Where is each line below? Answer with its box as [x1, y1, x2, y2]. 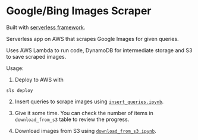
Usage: [6, 64, 24, 72]
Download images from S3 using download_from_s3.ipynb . [14, 127, 156, 134]
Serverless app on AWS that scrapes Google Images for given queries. [6, 35, 180, 42]
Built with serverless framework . [6, 24, 86, 31]
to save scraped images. [6, 53, 67, 60]
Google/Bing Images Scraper [6, 4, 152, 18]
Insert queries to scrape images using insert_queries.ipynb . [14, 98, 164, 105]
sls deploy [6, 87, 33, 93]
